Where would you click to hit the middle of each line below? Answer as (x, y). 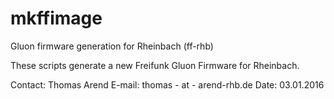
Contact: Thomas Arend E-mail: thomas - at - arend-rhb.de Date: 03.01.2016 (167, 84)
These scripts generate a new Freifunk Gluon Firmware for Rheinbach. (155, 65)
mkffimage (56, 18)
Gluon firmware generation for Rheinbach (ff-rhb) (112, 46)
